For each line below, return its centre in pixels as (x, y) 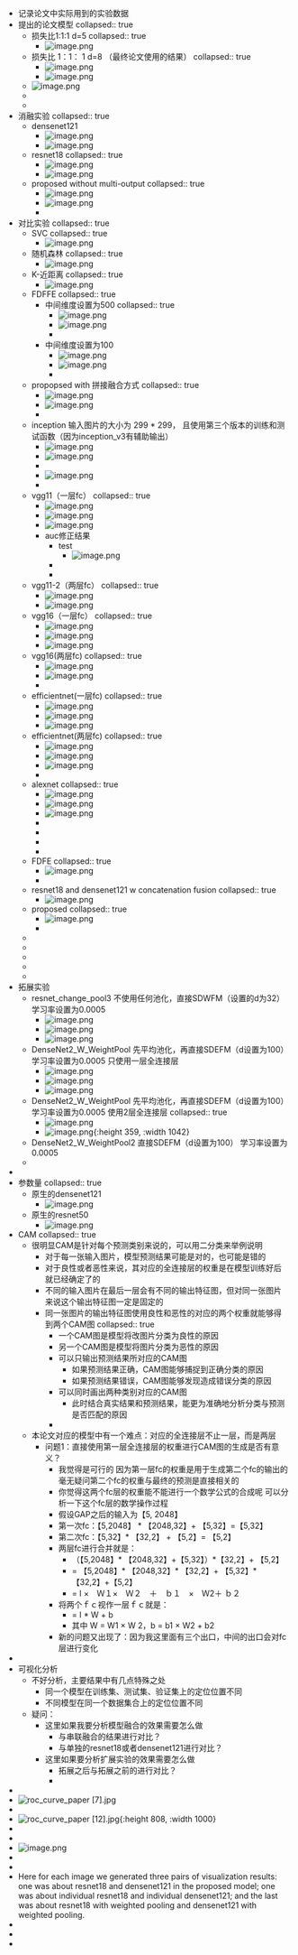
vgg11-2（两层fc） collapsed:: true (95, 585)
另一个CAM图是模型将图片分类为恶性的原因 (138, 1347)
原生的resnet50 (60, 1215)
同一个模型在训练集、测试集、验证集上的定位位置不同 (144, 1691)
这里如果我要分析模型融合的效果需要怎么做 (124, 1725)
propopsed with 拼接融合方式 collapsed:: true (115, 385)
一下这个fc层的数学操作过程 (117, 1503)
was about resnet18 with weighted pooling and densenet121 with (137, 1905)
